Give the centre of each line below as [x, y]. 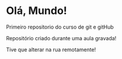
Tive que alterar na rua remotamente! [51, 49]
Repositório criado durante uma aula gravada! [61, 38]
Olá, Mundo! [37, 11]
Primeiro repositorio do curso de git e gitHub [60, 27]
